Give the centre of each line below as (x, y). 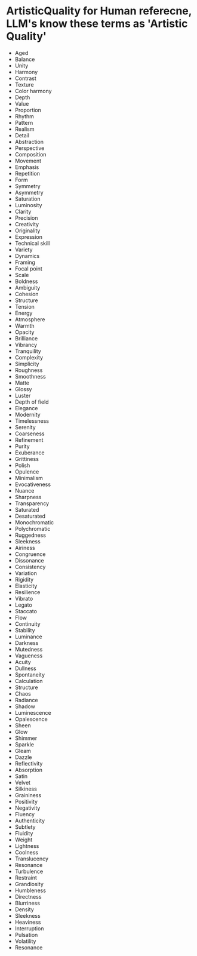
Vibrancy (26, 345)
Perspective (30, 148)
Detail (22, 135)
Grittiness (27, 459)
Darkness (27, 643)
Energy (24, 313)
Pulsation (26, 935)
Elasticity (26, 586)
